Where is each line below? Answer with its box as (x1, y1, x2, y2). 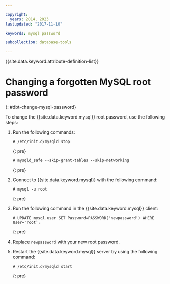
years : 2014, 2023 (10, 16, 49, 22)
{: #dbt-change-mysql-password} (5, 104, 76, 110)
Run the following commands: (12, 129, 75, 135)
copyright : (5, 12, 29, 17)
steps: (5, 120, 18, 126)
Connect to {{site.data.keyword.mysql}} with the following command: (12, 177, 158, 183)
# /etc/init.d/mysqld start (12, 264, 72, 269)
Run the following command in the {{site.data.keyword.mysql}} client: (12, 205, 158, 212)
